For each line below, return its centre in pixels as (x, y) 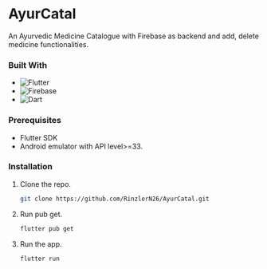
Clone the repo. (45, 184)
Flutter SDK (39, 137)
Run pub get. (41, 214)
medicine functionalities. (49, 44)
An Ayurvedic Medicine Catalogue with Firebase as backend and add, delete (133, 36)
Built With (28, 65)
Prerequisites (35, 121)
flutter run (39, 259)
